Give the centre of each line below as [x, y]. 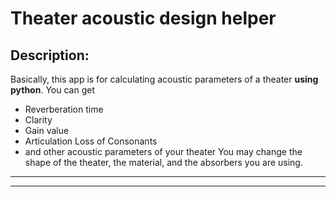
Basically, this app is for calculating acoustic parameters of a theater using [164, 79]
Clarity [38, 120]
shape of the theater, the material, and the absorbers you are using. [163, 162]
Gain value [47, 130]
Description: [50, 55]
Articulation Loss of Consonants [91, 141]
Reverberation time [64, 109]
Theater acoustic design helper [143, 18]
